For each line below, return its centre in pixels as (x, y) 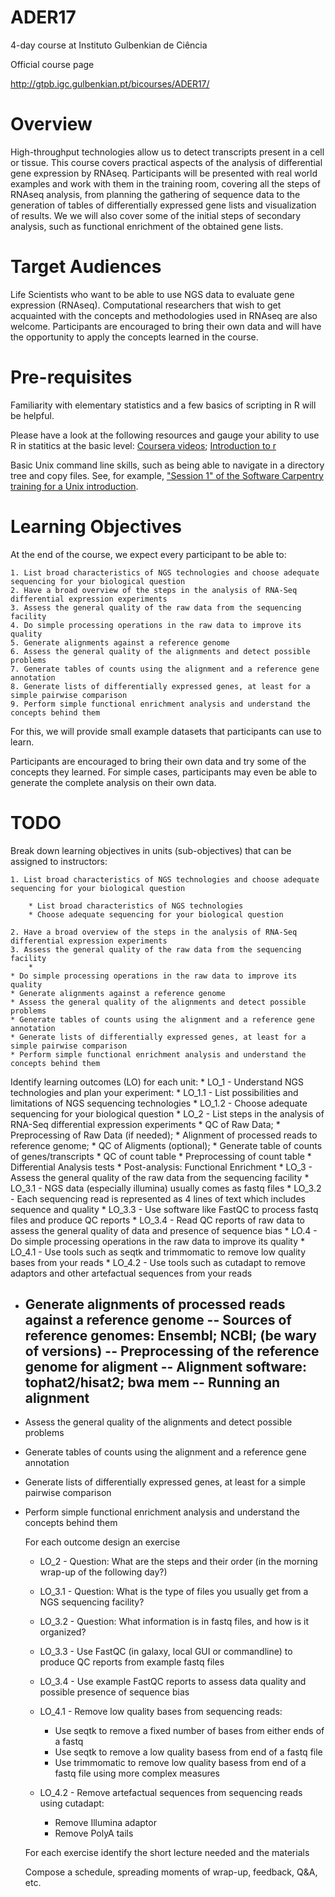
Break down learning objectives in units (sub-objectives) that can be (151, 850)
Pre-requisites (71, 377)
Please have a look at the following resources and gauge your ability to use (165, 435)
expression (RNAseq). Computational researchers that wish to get (146, 305)
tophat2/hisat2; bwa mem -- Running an (152, 1382)
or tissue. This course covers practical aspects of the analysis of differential (166, 162)
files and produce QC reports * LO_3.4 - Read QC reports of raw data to (157, 1220)
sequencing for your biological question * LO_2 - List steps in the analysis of (167, 1113)
